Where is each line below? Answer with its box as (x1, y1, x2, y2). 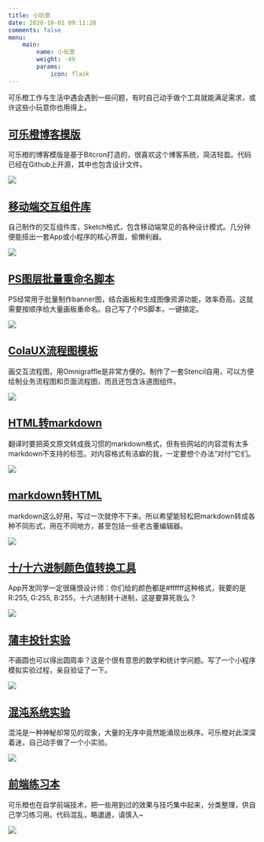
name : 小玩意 (36, 48, 75, 56)
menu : (8, 33, 26, 42)
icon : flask (49, 70, 90, 78)
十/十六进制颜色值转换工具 (8, 560, 137, 574)
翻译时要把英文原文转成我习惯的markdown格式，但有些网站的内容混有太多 (8, 438, 249, 449)
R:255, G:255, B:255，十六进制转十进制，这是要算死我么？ (8, 593, 197, 603)
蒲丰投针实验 (8, 633, 71, 646)
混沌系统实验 (8, 705, 71, 718)
